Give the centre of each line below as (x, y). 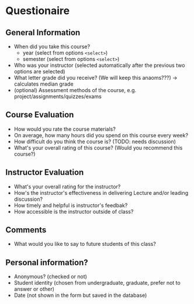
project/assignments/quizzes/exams (58, 96)
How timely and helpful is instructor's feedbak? (71, 205)
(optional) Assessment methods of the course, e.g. (75, 90)
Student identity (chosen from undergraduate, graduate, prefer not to (97, 283)
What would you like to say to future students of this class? (85, 244)
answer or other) (34, 289)
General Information (43, 33)
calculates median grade (44, 84)
